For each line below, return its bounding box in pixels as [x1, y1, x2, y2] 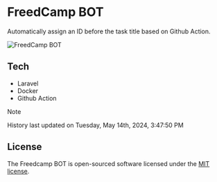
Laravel [17, 79, 39, 88]
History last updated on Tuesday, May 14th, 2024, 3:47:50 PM [7, 121, 184, 129]
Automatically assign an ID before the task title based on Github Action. [7, 27, 211, 35]
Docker [17, 86, 39, 94]
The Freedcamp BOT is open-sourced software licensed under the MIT [7, 159, 210, 167]
